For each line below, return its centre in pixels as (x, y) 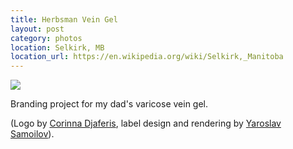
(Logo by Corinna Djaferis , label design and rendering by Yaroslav (146, 123)
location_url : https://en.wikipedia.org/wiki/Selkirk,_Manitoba (147, 57)
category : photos (46, 38)
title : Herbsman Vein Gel (64, 19)
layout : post (37, 29)
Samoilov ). (32, 134)
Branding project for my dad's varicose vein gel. (109, 104)
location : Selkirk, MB (57, 47)
